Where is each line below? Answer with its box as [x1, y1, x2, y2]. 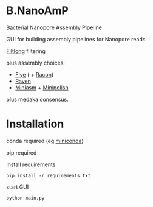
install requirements [6, 161, 56, 168]
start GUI [6, 183, 29, 191]
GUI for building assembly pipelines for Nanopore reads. [6, 35, 148, 43]
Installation [6, 117, 64, 131]
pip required [6, 149, 37, 156]
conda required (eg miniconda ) [6, 137, 84, 144]
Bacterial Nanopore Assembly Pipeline [6, 24, 102, 31]
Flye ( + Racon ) [15, 71, 54, 78]
